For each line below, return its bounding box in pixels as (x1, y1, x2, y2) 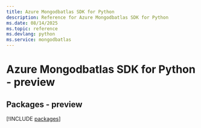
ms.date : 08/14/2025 (6, 20, 59, 26)
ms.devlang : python (6, 31, 56, 37)
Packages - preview (6, 99, 83, 109)
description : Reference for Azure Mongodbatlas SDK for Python (6, 14, 169, 20)
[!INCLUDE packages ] (6, 115, 61, 122)
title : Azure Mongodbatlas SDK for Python (6, 8, 115, 15)
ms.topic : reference (6, 25, 59, 32)
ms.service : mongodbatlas (6, 37, 71, 43)
